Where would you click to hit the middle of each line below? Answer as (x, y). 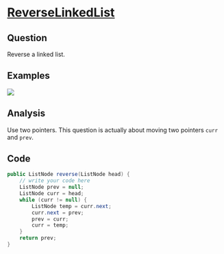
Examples (28, 76)
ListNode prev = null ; (52, 187)
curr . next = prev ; (58, 213)
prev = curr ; (50, 219)
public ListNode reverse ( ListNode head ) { (69, 175)
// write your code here (55, 181)
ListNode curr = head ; (52, 194)
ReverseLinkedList (61, 13)
